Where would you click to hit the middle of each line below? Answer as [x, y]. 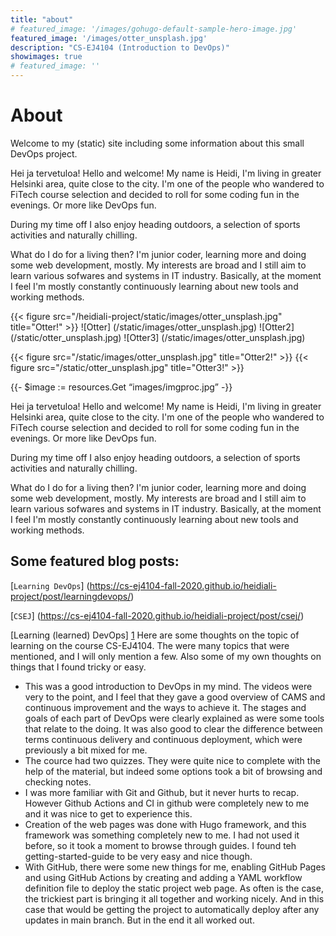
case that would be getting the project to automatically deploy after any [172, 909]
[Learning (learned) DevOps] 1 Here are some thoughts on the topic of [155, 635]
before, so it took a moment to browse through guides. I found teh [160, 845]
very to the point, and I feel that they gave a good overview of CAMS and [175, 697]
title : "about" [42, 19]
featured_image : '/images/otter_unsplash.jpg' [109, 38]
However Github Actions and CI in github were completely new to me [167, 803]
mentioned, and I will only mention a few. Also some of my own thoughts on [166, 656]
